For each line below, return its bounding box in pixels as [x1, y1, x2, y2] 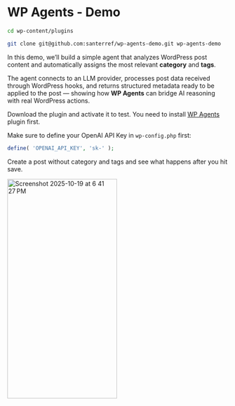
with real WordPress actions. [7, 96, 90, 105]
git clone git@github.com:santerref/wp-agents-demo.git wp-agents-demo [7, 40, 221, 47]
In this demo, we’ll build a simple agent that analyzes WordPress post [7, 53, 208, 61]
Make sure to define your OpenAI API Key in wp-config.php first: [7, 131, 192, 139]
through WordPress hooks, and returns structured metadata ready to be [7, 81, 215, 90]
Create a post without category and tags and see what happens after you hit [7, 157, 228, 166]
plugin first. [7, 117, 41, 126]
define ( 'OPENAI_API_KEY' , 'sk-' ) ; [7, 145, 114, 152]
